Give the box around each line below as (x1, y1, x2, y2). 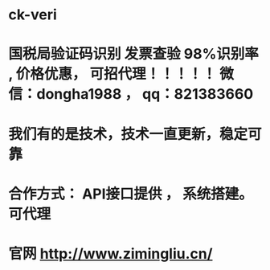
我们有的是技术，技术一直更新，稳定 (8, 125, 248, 143)
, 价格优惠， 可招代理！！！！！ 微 (8, 65, 235, 84)
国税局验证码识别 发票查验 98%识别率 (8, 45, 260, 63)
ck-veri (8, 6, 58, 24)
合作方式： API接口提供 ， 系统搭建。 (8, 185, 253, 202)
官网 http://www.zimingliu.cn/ (8, 244, 213, 263)
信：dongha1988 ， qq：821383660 (8, 85, 254, 104)
